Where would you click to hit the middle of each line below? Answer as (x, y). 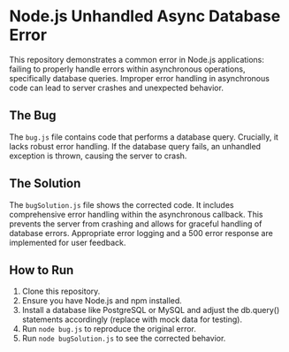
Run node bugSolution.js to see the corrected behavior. (124, 339)
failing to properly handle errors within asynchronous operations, (127, 69)
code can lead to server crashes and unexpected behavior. (116, 88)
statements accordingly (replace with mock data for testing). (132, 319)
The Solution (45, 184)
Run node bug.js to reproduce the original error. (109, 329)
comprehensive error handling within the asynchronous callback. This (136, 214)
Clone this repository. (61, 291)
